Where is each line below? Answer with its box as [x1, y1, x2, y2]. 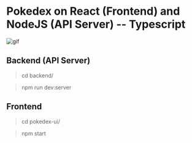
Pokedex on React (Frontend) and [6, 4, 180, 18]
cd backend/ [21, 72, 54, 79]
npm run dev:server [21, 83, 72, 91]
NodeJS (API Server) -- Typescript [6, 17, 186, 31]
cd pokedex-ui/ [21, 118, 60, 125]
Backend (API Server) [6, 55, 91, 66]
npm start [21, 129, 46, 137]
